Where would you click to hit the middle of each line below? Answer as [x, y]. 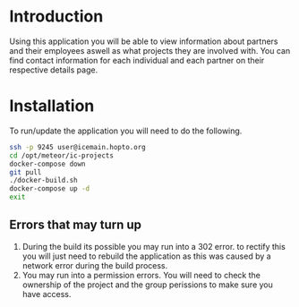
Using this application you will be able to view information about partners [144, 41]
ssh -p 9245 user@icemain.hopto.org [77, 147]
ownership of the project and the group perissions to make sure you [147, 285]
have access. [47, 294]
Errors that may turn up [75, 225]
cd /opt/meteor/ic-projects [62, 155]
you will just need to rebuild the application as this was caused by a [146, 256]
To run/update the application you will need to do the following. [126, 131]
